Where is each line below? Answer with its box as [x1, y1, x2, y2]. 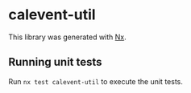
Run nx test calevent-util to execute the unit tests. [8, 76, 183, 86]
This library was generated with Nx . [8, 32, 127, 42]
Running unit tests [8, 55, 102, 69]
